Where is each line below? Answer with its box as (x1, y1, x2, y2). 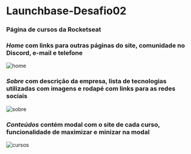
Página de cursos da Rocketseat (6, 26, 101, 34)
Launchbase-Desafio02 (6, 4, 127, 18)
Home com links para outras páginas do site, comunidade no (6, 42, 185, 50)
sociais (6, 92, 28, 100)
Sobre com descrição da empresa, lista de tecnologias (6, 77, 167, 86)
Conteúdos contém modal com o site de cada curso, (6, 120, 160, 128)
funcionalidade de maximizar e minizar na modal (6, 128, 150, 136)
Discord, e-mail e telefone (6, 49, 83, 57)
